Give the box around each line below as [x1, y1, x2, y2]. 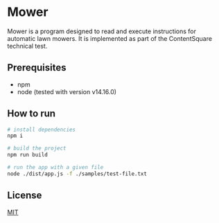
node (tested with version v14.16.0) [17, 87, 116, 96]
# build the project [7, 145, 67, 152]
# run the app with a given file [7, 164, 104, 171]
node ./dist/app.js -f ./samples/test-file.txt [7, 170, 148, 177]
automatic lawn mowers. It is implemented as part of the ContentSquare [7, 34, 213, 42]
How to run [7, 108, 56, 120]
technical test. [7, 42, 48, 50]
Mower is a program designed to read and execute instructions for [7, 27, 196, 35]
